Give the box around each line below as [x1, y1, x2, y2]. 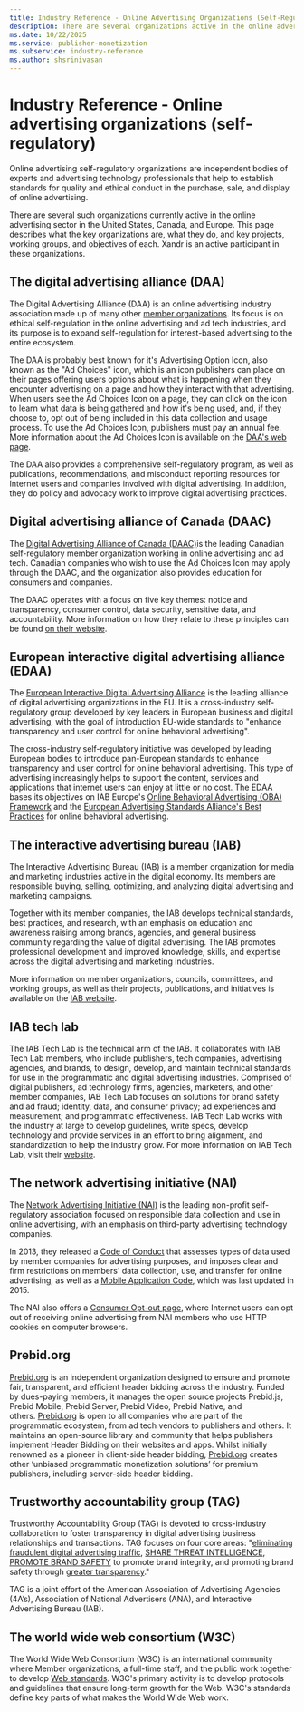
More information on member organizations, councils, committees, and [9, 974, 274, 985]
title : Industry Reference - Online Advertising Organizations [9, 13, 253, 23]
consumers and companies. [9, 577, 113, 588]
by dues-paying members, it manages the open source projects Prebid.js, [9, 1391, 284, 1402]
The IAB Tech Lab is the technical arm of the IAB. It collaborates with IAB [9, 1044, 280, 1054]
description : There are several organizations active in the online [9, 22, 273, 31]
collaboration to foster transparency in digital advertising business [9, 1528, 256, 1539]
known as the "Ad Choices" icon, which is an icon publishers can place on [9, 364, 286, 374]
